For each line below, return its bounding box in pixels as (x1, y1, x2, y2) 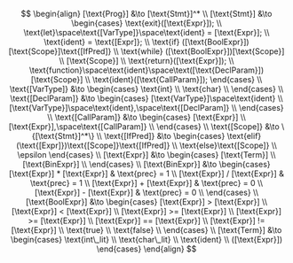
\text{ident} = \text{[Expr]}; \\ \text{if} (44, 36, 180, 47)
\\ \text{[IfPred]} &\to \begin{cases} (96, 131, 226, 141)
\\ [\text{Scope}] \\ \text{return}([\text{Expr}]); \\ (59, 56, 234, 66)
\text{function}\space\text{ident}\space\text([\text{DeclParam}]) (28, 65, 265, 75)
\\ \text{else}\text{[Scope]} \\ (171, 140, 277, 151)
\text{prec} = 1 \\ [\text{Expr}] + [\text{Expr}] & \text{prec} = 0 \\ (29, 178, 264, 188)
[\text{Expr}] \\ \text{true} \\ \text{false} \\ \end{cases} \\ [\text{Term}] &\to (11, 225, 282, 235)
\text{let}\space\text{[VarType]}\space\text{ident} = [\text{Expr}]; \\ (23, 27, 270, 37)
